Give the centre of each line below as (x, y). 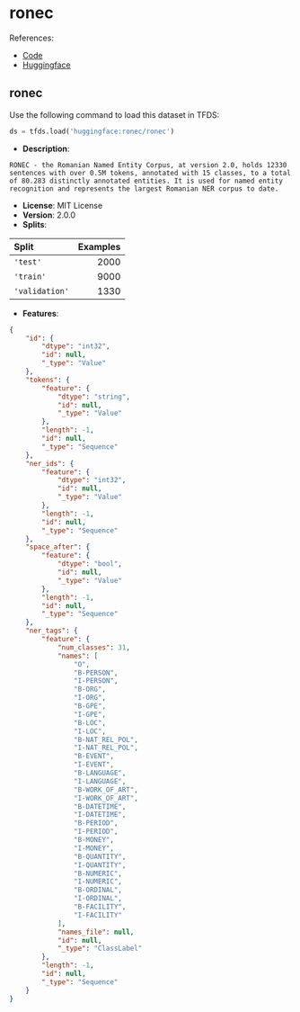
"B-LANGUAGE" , (100, 773)
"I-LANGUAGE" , (100, 781)
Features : (40, 313)
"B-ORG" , (89, 690)
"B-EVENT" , (94, 757)
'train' (30, 276)
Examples (99, 246)
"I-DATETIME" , (100, 815)
